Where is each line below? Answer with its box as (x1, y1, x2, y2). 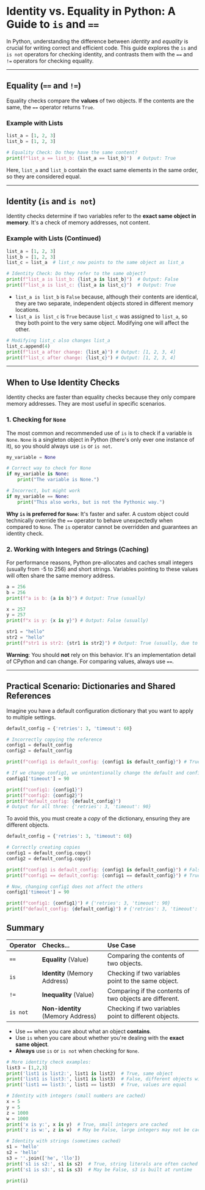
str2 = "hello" (6, 634, 45, 641)
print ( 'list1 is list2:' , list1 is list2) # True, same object (6, 1071, 173, 1077)
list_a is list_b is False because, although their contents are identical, (15, 293, 198, 300)
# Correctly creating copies (6, 844, 81, 851)
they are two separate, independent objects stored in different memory (15, 299, 194, 307)
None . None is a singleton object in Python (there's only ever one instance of (6, 436, 195, 443)
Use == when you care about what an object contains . (15, 1028, 151, 1035)
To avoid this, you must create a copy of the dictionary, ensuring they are (6, 815, 190, 822)
